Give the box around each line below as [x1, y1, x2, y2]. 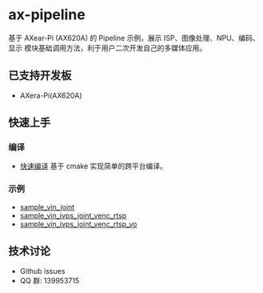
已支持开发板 [8, 69, 72, 82]
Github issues [19, 266, 66, 275]
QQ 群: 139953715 [19, 275, 80, 285]
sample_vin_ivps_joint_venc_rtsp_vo [19, 219, 137, 229]
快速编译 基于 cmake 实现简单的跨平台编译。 [19, 162, 168, 171]
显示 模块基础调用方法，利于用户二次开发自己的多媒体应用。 [8, 42, 206, 53]
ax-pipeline [8, 6, 86, 24]
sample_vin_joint [19, 202, 75, 211]
